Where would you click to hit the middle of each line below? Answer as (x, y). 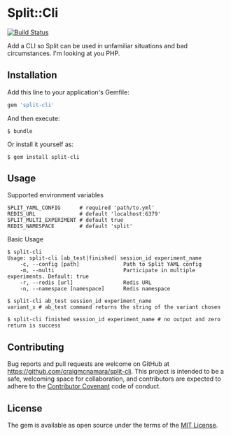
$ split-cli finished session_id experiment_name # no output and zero (114, 320)
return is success (34, 326)
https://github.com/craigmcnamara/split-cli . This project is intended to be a (115, 372)
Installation (32, 75)
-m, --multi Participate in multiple (108, 271)
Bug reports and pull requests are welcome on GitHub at (89, 364)
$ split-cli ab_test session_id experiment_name (79, 301)
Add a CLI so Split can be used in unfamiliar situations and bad (97, 45)
